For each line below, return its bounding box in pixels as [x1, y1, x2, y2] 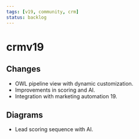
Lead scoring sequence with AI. [14, 126, 93, 133]
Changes [6, 64, 41, 74]
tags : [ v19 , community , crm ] [6, 8, 79, 15]
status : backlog [6, 14, 47, 20]
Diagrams [6, 110, 43, 120]
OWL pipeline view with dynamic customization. [14, 80, 134, 87]
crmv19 [6, 40, 44, 54]
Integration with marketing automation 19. [14, 92, 118, 99]
